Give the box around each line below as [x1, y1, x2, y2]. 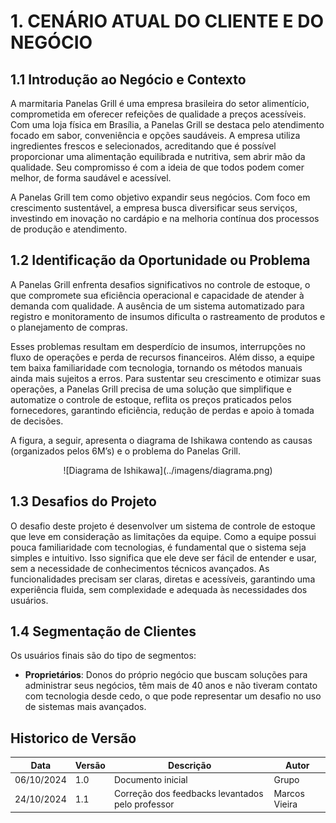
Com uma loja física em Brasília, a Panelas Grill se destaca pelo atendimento [10, 119, 325, 130]
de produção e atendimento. [10, 223, 128, 235]
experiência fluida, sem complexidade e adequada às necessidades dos [10, 583, 308, 595]
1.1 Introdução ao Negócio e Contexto [10, 71, 247, 88]
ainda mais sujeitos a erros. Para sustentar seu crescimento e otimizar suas [10, 372, 322, 384]
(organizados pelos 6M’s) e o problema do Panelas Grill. [10, 445, 241, 457]
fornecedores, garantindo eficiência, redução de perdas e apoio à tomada [10, 404, 315, 416]
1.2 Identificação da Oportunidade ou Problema [10, 252, 311, 269]
